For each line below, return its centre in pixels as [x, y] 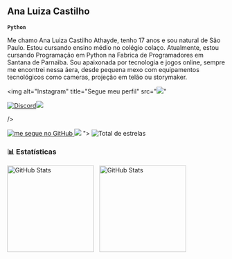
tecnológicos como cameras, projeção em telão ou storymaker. [97, 77]
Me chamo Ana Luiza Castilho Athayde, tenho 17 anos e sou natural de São [114, 40]
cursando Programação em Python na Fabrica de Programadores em [106, 55]
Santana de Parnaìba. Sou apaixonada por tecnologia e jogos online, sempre [116, 62]
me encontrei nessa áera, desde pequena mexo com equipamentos [103, 69]
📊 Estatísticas [32, 152]
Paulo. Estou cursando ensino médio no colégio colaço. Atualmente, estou [113, 47]
